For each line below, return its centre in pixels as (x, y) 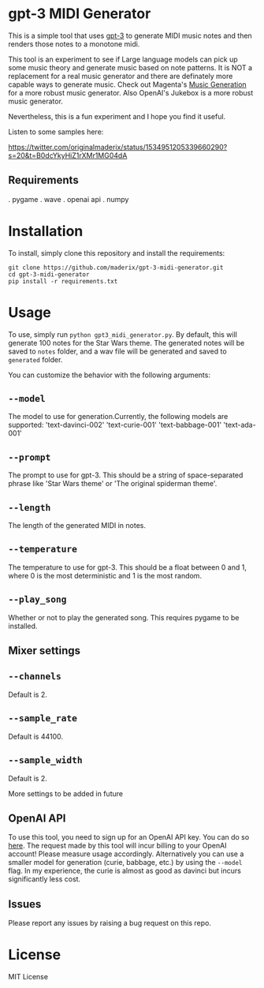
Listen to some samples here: (56, 132)
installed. (23, 626)
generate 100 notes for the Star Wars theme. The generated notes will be (126, 342)
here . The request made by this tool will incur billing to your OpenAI (117, 846)
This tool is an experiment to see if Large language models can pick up (123, 59)
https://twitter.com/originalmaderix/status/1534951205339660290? (118, 147)
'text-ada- (240, 425)
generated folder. (35, 359)
